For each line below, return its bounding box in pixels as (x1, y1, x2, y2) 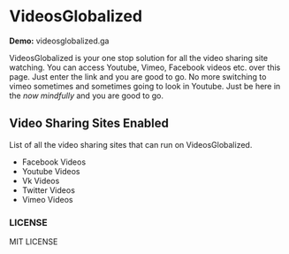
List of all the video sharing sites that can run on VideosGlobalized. (9, 139, 253, 150)
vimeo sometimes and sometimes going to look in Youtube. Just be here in (9, 81, 281, 91)
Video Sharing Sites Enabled (9, 116, 170, 131)
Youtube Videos (21, 165, 80, 176)
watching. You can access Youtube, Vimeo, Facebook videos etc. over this (9, 62, 281, 73)
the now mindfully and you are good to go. (9, 90, 164, 101)
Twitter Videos (21, 184, 75, 196)
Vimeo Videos (21, 194, 73, 204)
